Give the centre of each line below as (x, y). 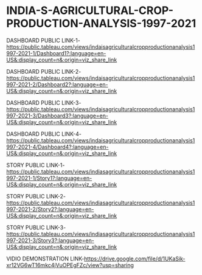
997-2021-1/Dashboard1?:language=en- (56, 53)
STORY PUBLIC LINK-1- (36, 165)
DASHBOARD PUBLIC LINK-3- (44, 103)
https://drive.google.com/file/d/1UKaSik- (135, 259)
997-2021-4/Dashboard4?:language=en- (57, 147)
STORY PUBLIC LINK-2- (36, 196)
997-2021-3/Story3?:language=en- (50, 240)
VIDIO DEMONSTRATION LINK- (45, 259)
